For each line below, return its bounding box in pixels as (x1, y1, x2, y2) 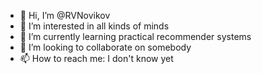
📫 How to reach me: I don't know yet (19, 53, 174, 64)
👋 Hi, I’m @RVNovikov (19, 10, 111, 21)
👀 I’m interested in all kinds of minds (19, 20, 170, 32)
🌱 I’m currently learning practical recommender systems (19, 31, 252, 42)
